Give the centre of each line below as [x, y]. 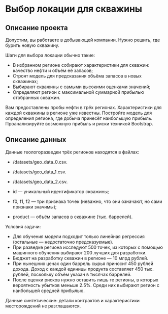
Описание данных [36, 140]
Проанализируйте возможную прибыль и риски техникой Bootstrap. [79, 124]
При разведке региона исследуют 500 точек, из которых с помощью [88, 247]
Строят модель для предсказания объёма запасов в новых [77, 76]
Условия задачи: [23, 226]
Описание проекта [37, 28]
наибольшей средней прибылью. [48, 291]
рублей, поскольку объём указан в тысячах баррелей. [72, 274]
